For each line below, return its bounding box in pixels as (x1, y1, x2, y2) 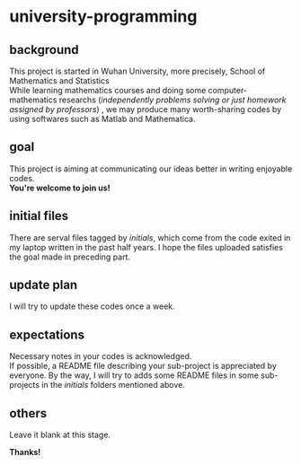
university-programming (9, 6, 198, 27)
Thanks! (9, 447, 41, 458)
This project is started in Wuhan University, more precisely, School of (9, 66, 266, 76)
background (9, 42, 79, 57)
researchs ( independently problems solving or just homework (58, 94, 287, 105)
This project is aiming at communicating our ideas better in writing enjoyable (9, 163, 293, 174)
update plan (9, 277, 78, 293)
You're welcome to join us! (9, 182, 111, 193)
